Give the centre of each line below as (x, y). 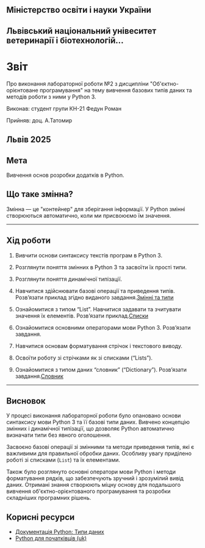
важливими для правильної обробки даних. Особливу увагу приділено (99, 454)
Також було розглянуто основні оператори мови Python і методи (91, 472)
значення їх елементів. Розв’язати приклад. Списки (81, 316)
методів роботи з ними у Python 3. (51, 97)
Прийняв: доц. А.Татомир (39, 120)
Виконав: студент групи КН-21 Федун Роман (64, 108)
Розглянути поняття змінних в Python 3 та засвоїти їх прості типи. (101, 267)
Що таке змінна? (40, 194)
